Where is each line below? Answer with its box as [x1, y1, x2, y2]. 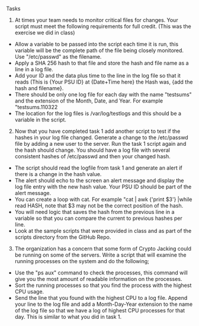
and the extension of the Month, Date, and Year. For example [14, 97, 163, 104]
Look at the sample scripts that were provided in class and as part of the [14, 228, 192, 234]
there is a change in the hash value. [14, 171, 102, 177]
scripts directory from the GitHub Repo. [14, 234, 111, 241]
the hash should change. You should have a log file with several [14, 146, 171, 154]
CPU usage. [14, 288, 44, 295]
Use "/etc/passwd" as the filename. [14, 53, 102, 60]
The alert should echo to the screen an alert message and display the [14, 177, 185, 184]
